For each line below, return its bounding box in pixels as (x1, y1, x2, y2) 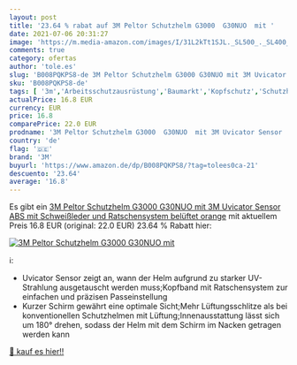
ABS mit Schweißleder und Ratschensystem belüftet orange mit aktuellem (9, 211, 278, 222)
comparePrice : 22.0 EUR (9, 120, 97, 129)
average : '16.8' (9, 178, 69, 186)
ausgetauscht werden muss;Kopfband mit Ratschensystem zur (59, 282, 288, 293)
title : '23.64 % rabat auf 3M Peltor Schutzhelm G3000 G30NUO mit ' (9, 21, 275, 30)
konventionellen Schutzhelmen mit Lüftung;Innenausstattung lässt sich (21, 310, 280, 321)
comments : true (9, 46, 65, 55)
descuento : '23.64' (9, 169, 81, 178)
